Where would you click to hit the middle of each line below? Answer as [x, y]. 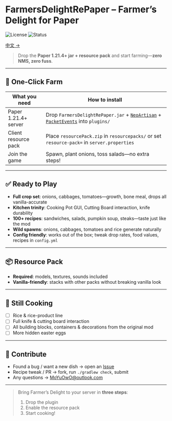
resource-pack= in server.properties [90, 142]
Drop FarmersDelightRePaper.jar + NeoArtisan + [104, 115]
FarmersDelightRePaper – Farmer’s [81, 10]
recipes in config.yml [35, 240]
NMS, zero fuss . [35, 61]
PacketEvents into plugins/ [78, 121]
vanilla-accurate [30, 202]
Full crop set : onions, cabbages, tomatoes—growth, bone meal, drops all [90, 196]
